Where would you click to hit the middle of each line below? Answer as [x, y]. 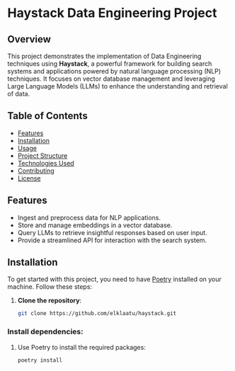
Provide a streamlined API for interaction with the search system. [112, 240]
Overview [29, 39]
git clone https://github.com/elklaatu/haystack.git [97, 314]
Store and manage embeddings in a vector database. [95, 225]
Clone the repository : [50, 301]
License [29, 178]
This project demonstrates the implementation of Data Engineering [104, 56]
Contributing [36, 171]
